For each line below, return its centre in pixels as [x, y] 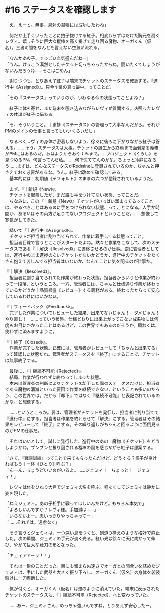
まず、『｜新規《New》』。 [34, 189]
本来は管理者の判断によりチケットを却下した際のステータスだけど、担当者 [84, 383]
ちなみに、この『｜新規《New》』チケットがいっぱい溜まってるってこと [81, 201]
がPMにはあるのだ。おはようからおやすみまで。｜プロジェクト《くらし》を [82, 153]
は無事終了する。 [22, 360]
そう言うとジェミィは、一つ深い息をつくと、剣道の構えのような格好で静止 [84, 532]
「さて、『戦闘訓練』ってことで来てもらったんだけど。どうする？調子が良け [81, 458]
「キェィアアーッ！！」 [29, 555]
